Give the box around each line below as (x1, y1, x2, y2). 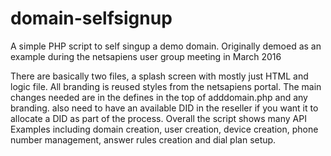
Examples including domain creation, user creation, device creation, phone (10, 123, 319, 135)
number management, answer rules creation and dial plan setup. (10, 133, 277, 146)
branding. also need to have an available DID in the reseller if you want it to (10, 102, 319, 114)
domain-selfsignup (10, 7, 173, 30)
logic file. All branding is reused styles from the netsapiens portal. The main (10, 80, 322, 92)
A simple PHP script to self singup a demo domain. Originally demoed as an (10, 40, 322, 52)
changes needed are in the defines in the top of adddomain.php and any (10, 91, 308, 103)
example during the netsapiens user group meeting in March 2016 (10, 50, 282, 62)
